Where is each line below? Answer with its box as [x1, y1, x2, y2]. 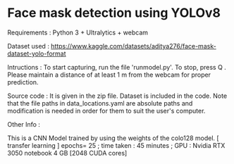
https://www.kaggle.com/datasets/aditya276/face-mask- [50, 42, 216, 50]
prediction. [7, 77, 39, 86]
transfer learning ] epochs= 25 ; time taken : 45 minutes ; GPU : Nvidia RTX [7, 141, 226, 149]
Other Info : [7, 120, 41, 128]
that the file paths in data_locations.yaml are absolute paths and [7, 99, 193, 107]
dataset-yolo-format [7, 49, 66, 58]
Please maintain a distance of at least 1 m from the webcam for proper [7, 70, 211, 79]
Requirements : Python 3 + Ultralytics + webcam [7, 28, 149, 37]
